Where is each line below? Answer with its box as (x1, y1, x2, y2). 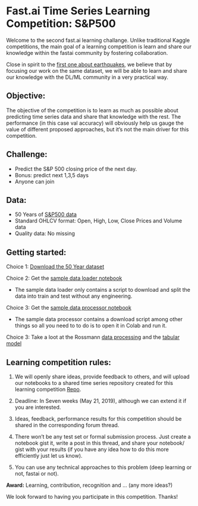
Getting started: (6, 247, 67, 257)
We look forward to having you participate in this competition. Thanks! (6, 493, 178, 500)
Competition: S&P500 (6, 17, 116, 30)
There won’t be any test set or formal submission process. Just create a (14, 433, 191, 440)
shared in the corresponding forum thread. (14, 422, 120, 428)
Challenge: (6, 149, 48, 159)
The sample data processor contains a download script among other (14, 316, 183, 323)
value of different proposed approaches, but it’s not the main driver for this (6, 125, 189, 132)
